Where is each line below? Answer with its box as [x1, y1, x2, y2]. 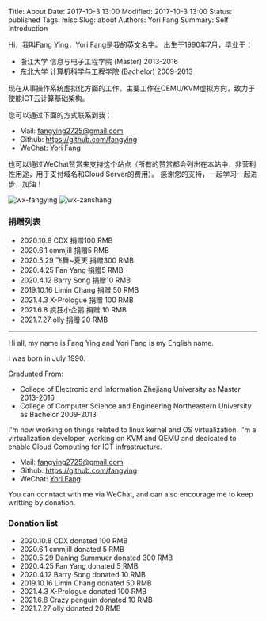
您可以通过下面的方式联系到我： [8, 110, 112, 120]
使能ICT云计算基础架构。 [8, 94, 89, 102]
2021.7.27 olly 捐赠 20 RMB [19, 315, 108, 324]
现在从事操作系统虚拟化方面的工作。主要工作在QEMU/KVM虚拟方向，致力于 [8, 83, 256, 93]
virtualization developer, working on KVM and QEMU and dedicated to [8, 434, 237, 443]
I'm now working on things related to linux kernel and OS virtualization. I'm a [8, 425, 256, 435]
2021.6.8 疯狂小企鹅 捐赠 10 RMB [19, 305, 127, 315]
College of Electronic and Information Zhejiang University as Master [19, 385, 241, 394]
